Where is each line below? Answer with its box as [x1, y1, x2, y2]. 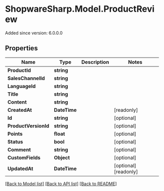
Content [7, 99, 27, 106]
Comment [7, 146, 31, 153]
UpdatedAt [7, 165, 33, 172]
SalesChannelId [7, 75, 45, 82]
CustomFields [7, 154, 41, 161]
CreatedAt [7, 106, 32, 113]
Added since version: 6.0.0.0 [5, 30, 63, 36]
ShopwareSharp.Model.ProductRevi [5, 3, 155, 15]
